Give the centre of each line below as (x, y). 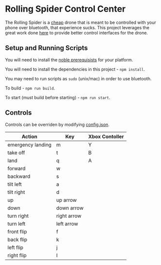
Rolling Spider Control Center (65, 9)
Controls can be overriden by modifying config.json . (57, 124)
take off (16, 153)
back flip (18, 239)
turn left (17, 224)
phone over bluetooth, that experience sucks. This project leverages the (77, 27)
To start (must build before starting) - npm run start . (58, 97)
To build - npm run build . (30, 88)
